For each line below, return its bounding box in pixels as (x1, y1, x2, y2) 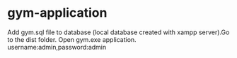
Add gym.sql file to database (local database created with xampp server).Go (7, 28, 230, 36)
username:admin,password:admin (7, 43, 107, 51)
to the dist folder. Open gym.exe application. (7, 35, 137, 43)
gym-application (7, 5, 108, 21)
